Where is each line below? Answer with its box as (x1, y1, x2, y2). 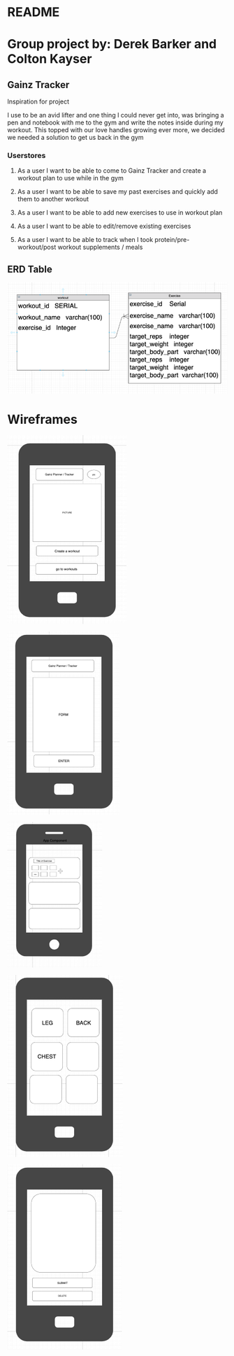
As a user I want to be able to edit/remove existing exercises (17, 222, 191, 231)
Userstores (7, 151, 46, 161)
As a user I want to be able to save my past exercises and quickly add (17, 187, 219, 196)
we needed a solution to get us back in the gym (7, 134, 145, 142)
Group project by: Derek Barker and (7, 36, 217, 52)
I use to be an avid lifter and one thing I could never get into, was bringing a (7, 111, 225, 120)
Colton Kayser (7, 51, 92, 67)
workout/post (17, 243, 57, 252)
